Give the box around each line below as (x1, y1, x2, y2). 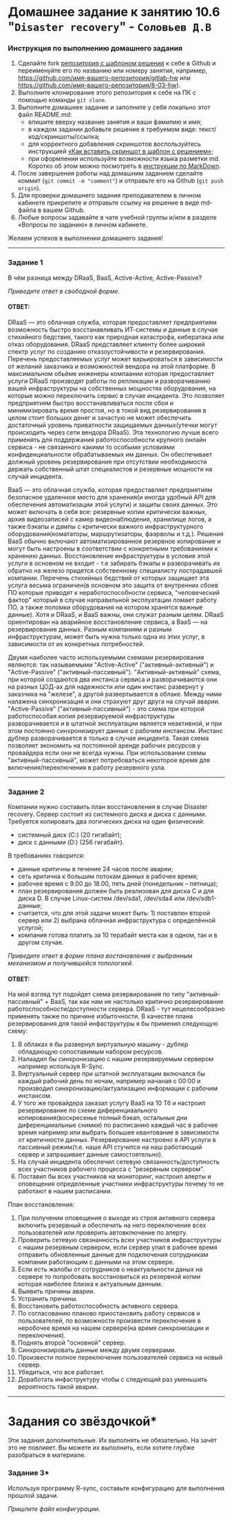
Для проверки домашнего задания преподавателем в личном (17, 191, 202, 200)
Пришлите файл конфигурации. (8, 1504, 101, 1513)
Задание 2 (8, 787, 45, 797)
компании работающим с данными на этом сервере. (17, 1258, 175, 1266)
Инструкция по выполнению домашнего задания (8, 44, 183, 53)
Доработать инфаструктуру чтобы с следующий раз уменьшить (17, 1376, 208, 1384)
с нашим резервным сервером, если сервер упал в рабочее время (17, 1243, 218, 1251)
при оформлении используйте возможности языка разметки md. (28, 155, 220, 163)
